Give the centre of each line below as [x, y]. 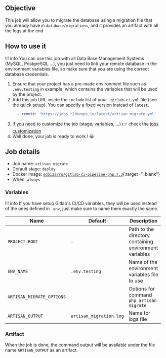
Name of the [143, 262]
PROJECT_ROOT [23, 241]
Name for [140, 313]
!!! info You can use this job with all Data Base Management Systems [75, 58]
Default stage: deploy [34, 169]
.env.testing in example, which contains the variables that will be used [85, 89]
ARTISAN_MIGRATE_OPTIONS [37, 297]
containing [141, 241]
